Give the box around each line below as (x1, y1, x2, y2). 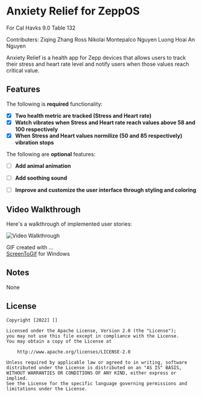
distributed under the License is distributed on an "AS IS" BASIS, (6, 364, 182, 370)
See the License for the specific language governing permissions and (6, 380, 188, 387)
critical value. (6, 66, 40, 74)
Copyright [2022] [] (6, 317, 58, 323)
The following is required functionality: (6, 100, 103, 107)
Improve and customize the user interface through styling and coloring (14, 186, 197, 194)
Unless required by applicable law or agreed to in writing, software (6, 359, 188, 366)
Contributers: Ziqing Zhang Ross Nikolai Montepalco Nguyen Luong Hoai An (6, 36, 195, 43)
